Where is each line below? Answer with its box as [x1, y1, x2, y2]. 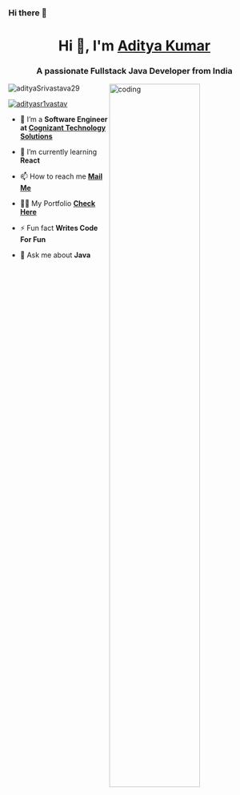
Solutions [19, 131, 54, 141]
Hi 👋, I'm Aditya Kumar [58, 37, 210, 55]
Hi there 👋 [8, 7, 48, 18]
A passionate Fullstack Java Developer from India [36, 66, 233, 77]
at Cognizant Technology [19, 123, 106, 133]
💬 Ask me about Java [19, 250, 91, 260]
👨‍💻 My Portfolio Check [19, 199, 96, 208]
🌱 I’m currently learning [19, 147, 98, 157]
